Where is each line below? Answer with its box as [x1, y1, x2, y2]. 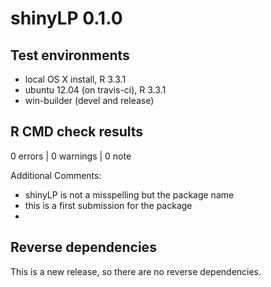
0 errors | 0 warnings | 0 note [10, 150, 132, 162]
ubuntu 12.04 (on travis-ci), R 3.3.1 [24, 84, 167, 96]
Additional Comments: [10, 169, 102, 181]
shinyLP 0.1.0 [10, 7, 123, 30]
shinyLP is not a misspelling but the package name [24, 188, 235, 201]
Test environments [10, 47, 130, 64]
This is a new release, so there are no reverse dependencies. [10, 265, 262, 277]
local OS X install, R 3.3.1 [24, 73, 127, 85]
